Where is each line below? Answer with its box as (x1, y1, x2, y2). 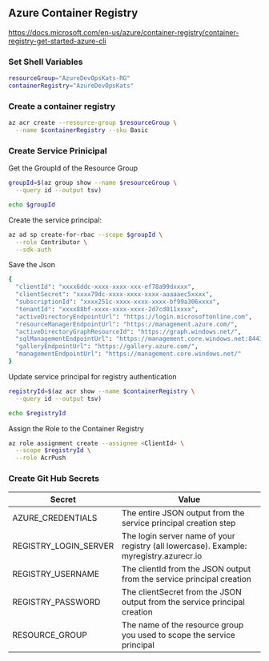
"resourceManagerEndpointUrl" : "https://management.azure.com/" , (15, 320, 239, 328)
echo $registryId (8, 409, 66, 417)
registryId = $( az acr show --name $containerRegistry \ (8, 387, 195, 395)
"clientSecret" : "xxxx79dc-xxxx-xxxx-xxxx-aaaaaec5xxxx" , (15, 290, 214, 298)
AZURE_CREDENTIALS (12, 512, 98, 523)
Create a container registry (8, 100, 116, 111)
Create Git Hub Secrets (8, 473, 100, 484)
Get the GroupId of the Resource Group (8, 163, 139, 173)
